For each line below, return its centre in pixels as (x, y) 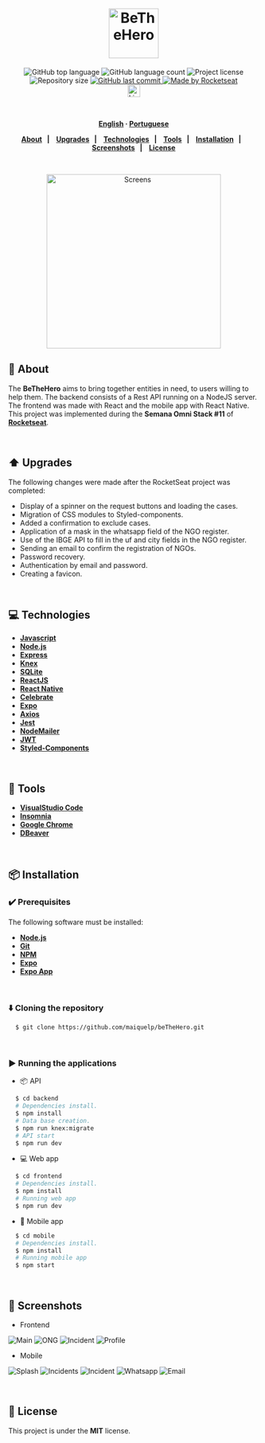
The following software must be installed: (76, 922)
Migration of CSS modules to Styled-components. (101, 514)
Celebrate (37, 698)
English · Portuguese (134, 123)
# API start (35, 1136)
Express (33, 655)
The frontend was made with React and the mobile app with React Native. (129, 405)
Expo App (36, 971)
